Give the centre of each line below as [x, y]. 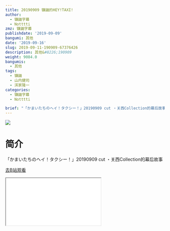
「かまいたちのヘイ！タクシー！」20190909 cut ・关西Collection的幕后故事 [84, 159]
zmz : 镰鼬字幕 [18, 29]
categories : [18, 90]
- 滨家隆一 [20, 85]
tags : [11, 71]
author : [13, 15]
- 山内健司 [20, 80]
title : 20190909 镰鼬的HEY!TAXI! [39, 10]
